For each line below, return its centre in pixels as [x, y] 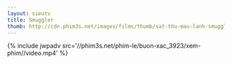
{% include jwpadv [34, 46]
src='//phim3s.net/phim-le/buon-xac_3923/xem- [132, 46]
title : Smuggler [30, 20]
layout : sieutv [29, 13]
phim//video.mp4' [33, 53]
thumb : [17, 26]
